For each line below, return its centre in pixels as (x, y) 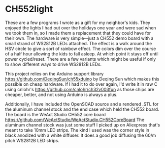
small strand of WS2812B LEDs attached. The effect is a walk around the (79, 43)
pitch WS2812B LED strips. (32, 140)
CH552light (29, 9)
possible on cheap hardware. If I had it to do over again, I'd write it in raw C (81, 84)
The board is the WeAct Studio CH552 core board (55, 114)
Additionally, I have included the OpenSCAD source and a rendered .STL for (82, 104)
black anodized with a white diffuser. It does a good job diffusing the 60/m (81, 135)
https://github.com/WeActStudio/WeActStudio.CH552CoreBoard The (75, 120)
